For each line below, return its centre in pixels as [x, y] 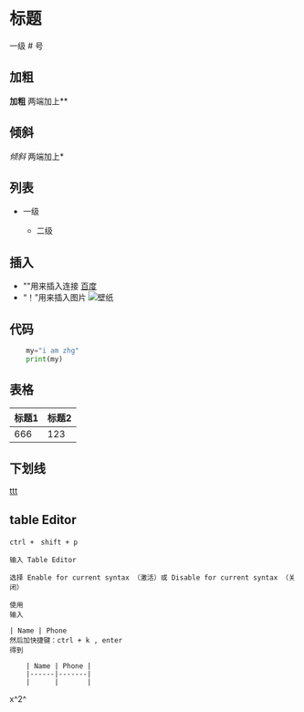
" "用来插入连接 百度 [60, 286]
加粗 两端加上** [39, 100]
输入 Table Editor [43, 560]
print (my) [45, 359]
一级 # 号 [26, 46]
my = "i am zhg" [52, 351]
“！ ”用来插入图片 [54, 298]
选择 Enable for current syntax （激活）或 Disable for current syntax [144, 578]
